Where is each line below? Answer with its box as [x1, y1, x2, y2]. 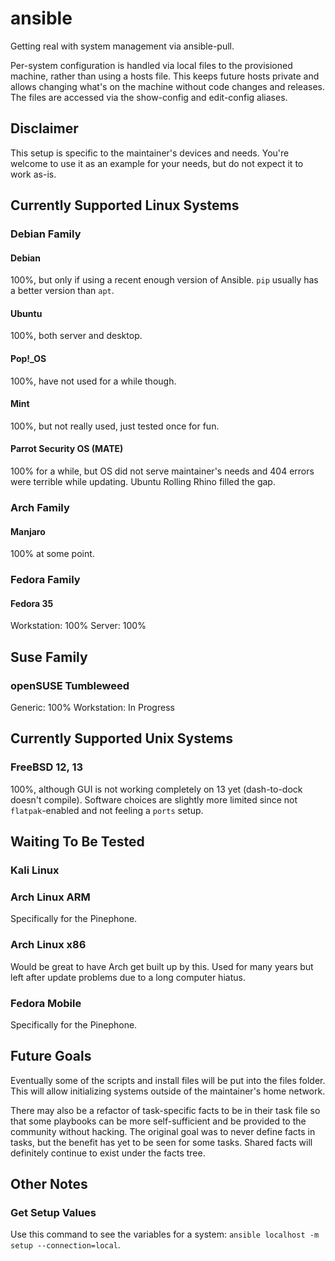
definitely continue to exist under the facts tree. [10, 1147, 206, 1159]
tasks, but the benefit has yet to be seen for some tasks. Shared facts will [10, 1136, 313, 1148]
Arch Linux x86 [10, 938, 87, 952]
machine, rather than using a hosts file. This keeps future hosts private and [10, 70, 320, 82]
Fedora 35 [10, 597, 54, 609]
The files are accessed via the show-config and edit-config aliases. [10, 91, 288, 103]
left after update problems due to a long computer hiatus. [10, 971, 246, 983]
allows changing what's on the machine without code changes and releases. [10, 80, 325, 92]
